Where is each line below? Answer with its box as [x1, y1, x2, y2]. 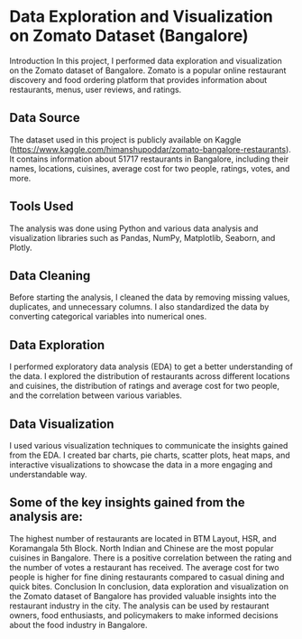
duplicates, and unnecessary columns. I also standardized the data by [9, 301, 270, 312]
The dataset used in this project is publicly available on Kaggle [9, 134, 242, 145]
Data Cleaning [9, 268, 91, 283]
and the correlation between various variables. [9, 390, 183, 401]
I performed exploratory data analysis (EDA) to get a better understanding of [9, 361, 293, 372]
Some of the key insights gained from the [9, 495, 245, 511]
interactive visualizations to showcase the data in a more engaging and [9, 459, 273, 470]
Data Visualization [9, 416, 114, 431]
